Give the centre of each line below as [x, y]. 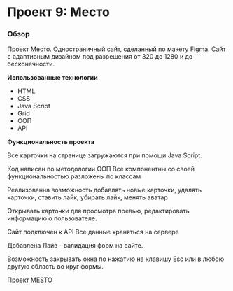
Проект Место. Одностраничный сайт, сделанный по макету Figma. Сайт [116, 49]
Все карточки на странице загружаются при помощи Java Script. [105, 155]
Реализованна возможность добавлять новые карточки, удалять [104, 190]
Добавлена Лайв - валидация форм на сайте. [75, 246]
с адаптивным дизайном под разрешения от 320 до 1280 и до [100, 57]
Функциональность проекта [51, 142]
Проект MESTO [30, 280]
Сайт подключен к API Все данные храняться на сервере [93, 232]
